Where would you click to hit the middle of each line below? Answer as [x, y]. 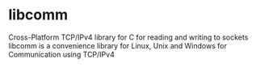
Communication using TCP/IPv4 [61, 54]
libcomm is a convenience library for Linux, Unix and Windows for [118, 45]
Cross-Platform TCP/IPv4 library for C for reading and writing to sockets [128, 37]
